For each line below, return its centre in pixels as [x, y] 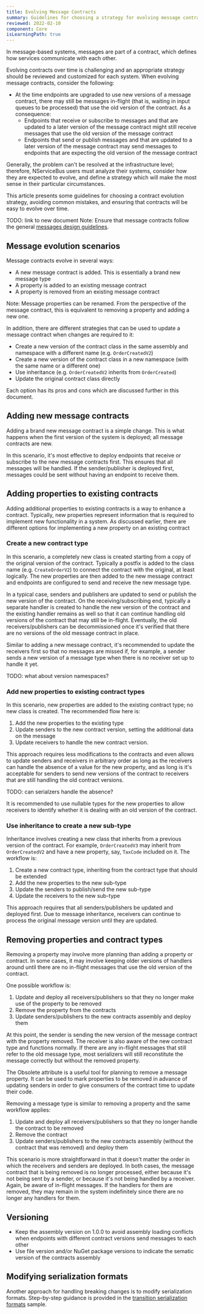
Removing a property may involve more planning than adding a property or [100, 954]
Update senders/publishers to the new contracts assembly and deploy [103, 1017]
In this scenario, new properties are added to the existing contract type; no [100, 705]
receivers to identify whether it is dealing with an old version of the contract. [102, 810]
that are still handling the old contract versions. [65, 780]
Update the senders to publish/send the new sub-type [83, 889]
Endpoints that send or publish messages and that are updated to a [108, 140]
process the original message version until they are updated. [82, 920]
